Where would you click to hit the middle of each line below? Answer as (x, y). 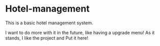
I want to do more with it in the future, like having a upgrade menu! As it (80, 32)
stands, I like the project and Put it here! (47, 38)
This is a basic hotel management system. (49, 23)
